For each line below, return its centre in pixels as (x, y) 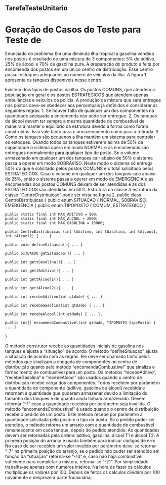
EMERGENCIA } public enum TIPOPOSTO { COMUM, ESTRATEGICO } (76, 206)
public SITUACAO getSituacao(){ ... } (45, 254)
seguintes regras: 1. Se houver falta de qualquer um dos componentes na (80, 110)
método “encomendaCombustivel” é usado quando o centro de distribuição (82, 409)
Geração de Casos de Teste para (73, 29)
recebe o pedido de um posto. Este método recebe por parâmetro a (74, 414)
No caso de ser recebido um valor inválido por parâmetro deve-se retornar (81, 446)
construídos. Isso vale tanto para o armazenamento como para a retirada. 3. (82, 132)
